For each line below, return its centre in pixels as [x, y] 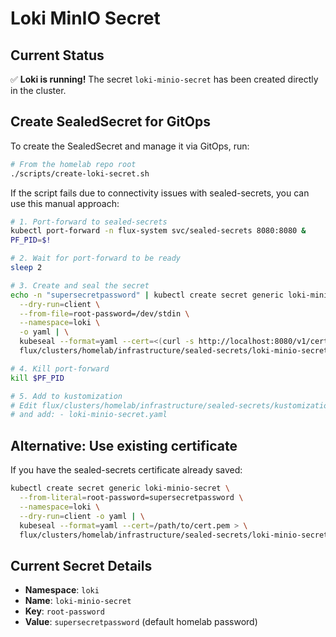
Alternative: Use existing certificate [124, 445]
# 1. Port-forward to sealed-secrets [89, 222]
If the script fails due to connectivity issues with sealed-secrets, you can [160, 193]
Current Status [57, 55]
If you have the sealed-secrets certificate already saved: [126, 470]
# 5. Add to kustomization [66, 396]
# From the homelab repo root [73, 164]
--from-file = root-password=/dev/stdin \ [104, 313]
